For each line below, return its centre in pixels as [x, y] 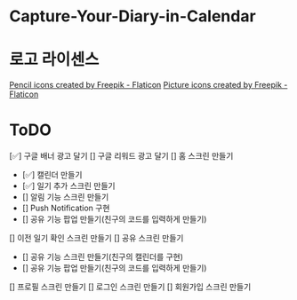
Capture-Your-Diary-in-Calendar [132, 16]
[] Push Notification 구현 [66, 208]
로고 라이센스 [54, 60]
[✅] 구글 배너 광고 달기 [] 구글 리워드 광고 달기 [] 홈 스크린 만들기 [121, 156]
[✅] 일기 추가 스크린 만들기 [68, 186]
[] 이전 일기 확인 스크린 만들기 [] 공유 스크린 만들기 [96, 238]
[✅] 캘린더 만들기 [52, 175]
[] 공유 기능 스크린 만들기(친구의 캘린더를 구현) [103, 257]
